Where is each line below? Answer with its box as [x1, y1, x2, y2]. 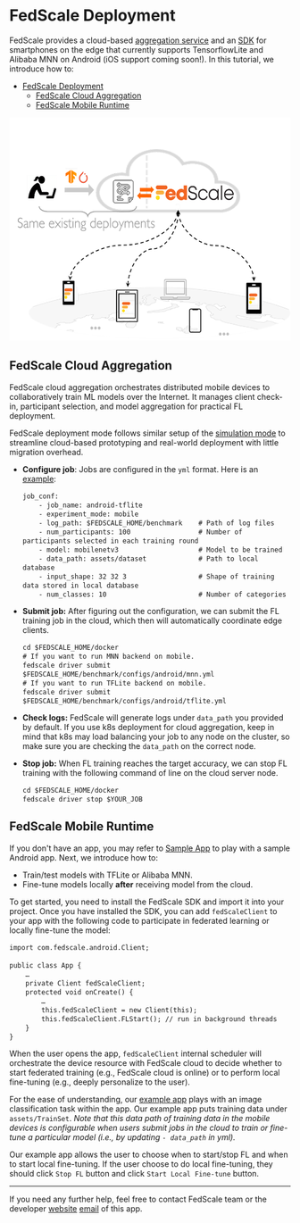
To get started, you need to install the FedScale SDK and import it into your [9, 896, 284, 907]
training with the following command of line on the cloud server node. [21, 767, 279, 778]
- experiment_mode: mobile [38, 510, 139, 519]
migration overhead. [9, 446, 84, 457]
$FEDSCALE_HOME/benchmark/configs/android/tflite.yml [21, 696, 227, 705]
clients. [21, 624, 49, 635]
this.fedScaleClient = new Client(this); [41, 1005, 198, 1014]
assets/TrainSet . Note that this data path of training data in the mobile [9, 1112, 271, 1123]
